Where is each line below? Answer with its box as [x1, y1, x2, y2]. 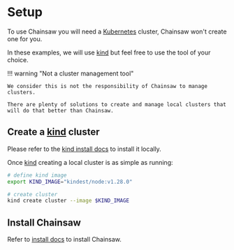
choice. [7, 55, 29, 64]
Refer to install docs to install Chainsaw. [7, 235, 122, 244]
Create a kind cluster [7, 126, 100, 138]
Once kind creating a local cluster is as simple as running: [7, 158, 173, 166]
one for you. [7, 34, 43, 43]
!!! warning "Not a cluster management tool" [7, 69, 134, 78]
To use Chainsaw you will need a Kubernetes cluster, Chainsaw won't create [7, 27, 227, 36]
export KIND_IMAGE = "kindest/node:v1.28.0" [7, 178, 133, 185]
